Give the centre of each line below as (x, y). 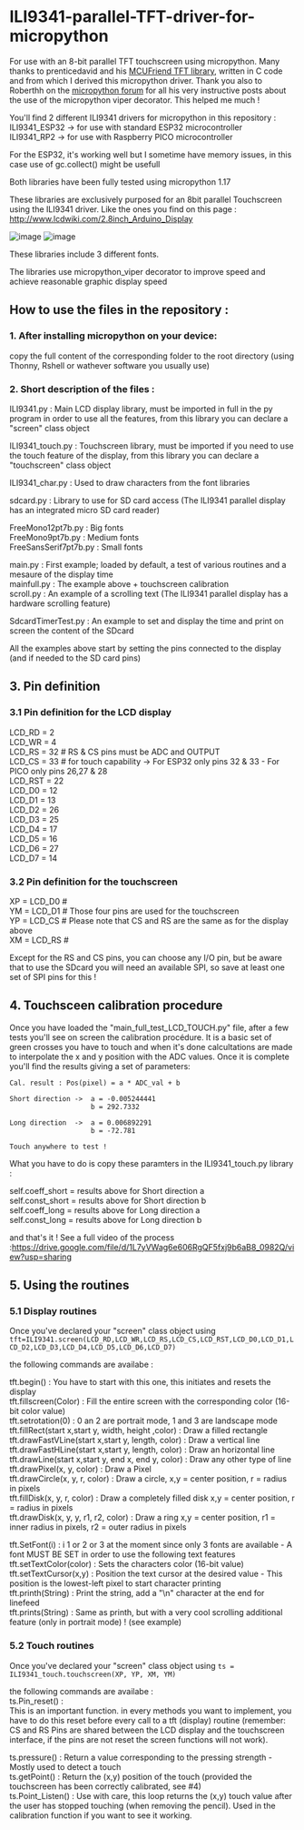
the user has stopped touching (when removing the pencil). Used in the (142, 1805)
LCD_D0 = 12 (34, 790)
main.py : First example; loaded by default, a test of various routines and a (148, 564)
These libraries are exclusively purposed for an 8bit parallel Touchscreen (146, 199)
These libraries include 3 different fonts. (84, 254)
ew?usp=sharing (41, 1257)
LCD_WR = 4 (33, 742)
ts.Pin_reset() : (36, 1701)
